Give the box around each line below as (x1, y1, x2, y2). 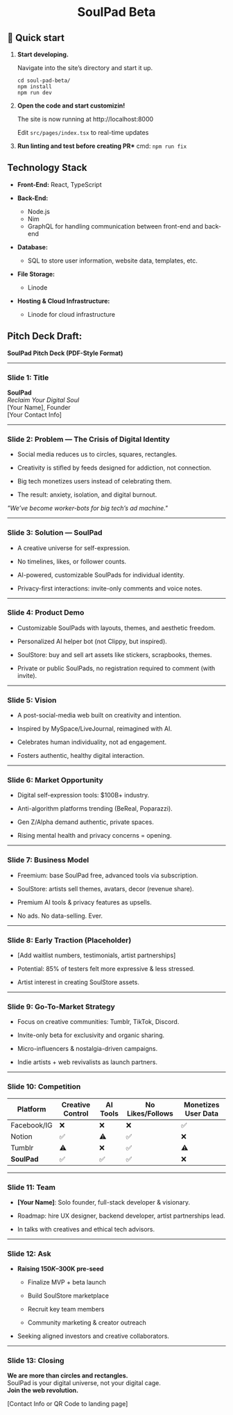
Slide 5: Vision (7, 695, 57, 705)
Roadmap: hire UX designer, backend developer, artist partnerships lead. (17, 1211, 225, 1220)
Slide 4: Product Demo (7, 608, 85, 618)
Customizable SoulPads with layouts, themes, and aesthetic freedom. (17, 623, 216, 632)
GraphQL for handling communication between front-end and (27, 222, 203, 230)
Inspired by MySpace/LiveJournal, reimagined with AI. (17, 725, 172, 733)
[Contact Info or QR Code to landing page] (7, 1400, 128, 1408)
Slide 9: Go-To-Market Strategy (7, 1002, 116, 1011)
